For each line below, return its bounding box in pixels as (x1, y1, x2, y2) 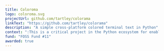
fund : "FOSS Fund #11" (5, 34, 51, 39)
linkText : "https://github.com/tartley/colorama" (5, 20, 108, 26)
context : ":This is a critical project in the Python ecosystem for (5, 30, 147, 34)
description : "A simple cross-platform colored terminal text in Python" (5, 25, 159, 30)
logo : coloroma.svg (5, 12, 45, 17)
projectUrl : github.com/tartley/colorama (5, 16, 91, 21)
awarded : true (5, 39, 34, 44)
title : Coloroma (5, 7, 38, 12)
